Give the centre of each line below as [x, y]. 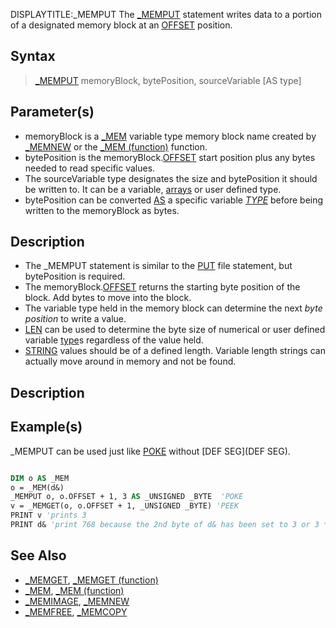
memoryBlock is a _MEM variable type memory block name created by [170, 136]
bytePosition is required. [75, 276]
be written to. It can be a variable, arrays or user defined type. [153, 189]
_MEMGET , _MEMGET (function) [91, 580]
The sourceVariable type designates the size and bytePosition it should [171, 178]
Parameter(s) [52, 112]
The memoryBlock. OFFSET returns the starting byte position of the [162, 287]
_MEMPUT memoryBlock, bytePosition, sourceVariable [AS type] [168, 80]
